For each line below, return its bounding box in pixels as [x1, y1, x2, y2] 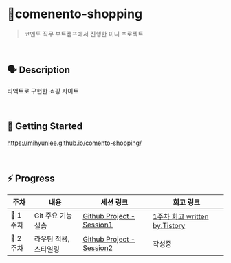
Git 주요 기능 [34, 211, 73, 220]
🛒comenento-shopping [7, 6, 143, 22]
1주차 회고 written [152, 212, 209, 222]
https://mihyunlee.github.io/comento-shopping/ [7, 139, 142, 147]
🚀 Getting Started [7, 120, 83, 133]
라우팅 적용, [34, 234, 70, 244]
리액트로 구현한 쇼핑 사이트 [7, 87, 79, 95]
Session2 [82, 243, 113, 253]
